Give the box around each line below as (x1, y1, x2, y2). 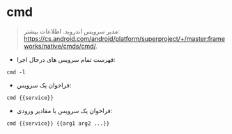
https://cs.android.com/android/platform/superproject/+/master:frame (23, 34, 226, 42)
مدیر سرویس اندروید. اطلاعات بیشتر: (23, 27, 120, 35)
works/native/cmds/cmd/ (23, 42, 96, 50)
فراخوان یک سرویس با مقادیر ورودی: (16, 106, 113, 115)
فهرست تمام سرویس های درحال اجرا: (16, 55, 116, 63)
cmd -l (6, 69, 26, 76)
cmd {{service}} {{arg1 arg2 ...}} (6, 119, 110, 127)
